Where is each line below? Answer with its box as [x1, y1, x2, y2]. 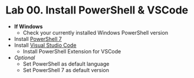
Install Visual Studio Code [14, 42, 77, 49]
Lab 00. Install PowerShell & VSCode [5, 4, 189, 17]
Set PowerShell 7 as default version [22, 66, 110, 73]
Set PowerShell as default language [22, 60, 110, 67]
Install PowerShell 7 [14, 35, 63, 42]
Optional [14, 54, 35, 61]
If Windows [14, 23, 43, 30]
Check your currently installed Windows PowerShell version [22, 29, 169, 36]
